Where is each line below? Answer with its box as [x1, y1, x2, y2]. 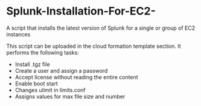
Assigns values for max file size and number [14, 93, 126, 100]
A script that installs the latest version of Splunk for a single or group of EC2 [6, 24, 195, 31]
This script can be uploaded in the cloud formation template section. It [6, 42, 181, 50]
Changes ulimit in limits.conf [14, 86, 86, 93]
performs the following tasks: [6, 48, 80, 56]
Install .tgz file [14, 61, 50, 68]
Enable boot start [14, 80, 59, 87]
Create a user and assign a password [14, 67, 108, 74]
